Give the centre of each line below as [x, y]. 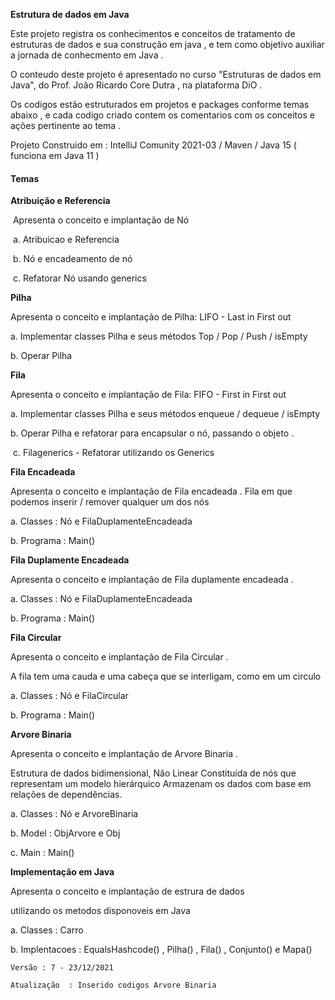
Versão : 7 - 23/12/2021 [62, 968]
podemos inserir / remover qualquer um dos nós [110, 502]
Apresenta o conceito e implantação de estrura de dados [127, 891]
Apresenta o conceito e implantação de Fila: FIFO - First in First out [148, 395]
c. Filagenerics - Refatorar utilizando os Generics [113, 453]
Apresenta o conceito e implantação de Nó [101, 220]
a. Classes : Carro [47, 930]
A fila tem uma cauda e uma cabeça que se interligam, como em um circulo [166, 676]
